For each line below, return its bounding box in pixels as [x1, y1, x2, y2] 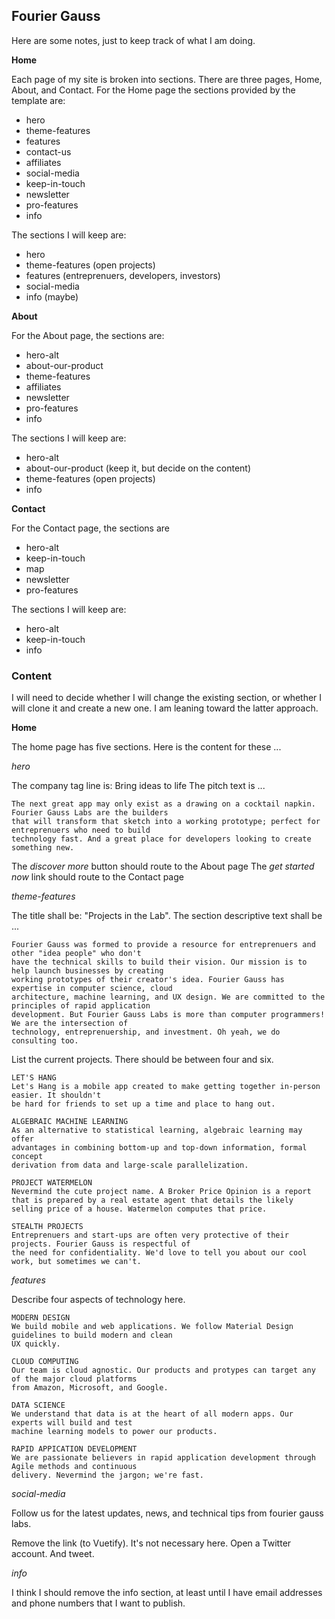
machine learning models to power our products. [11, 1427, 218, 1437]
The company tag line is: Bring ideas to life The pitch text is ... [11, 780, 266, 792]
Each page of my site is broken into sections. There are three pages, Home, [11, 73, 323, 85]
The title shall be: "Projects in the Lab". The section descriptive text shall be [11, 910, 323, 922]
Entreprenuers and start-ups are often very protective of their [11, 1230, 289, 1241]
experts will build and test [11, 1418, 133, 1428]
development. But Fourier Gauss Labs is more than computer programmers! [11, 1010, 326, 1020]
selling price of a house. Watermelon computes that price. [11, 1204, 268, 1214]
